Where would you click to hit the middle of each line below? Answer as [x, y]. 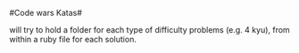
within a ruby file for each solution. [73, 39]
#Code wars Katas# [46, 13]
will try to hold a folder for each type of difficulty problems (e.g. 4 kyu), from [149, 30]
